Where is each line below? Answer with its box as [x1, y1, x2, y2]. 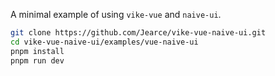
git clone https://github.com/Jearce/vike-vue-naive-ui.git [10, 28, 267, 38]
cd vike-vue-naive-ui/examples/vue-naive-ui [10, 37, 199, 47]
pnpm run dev [10, 55, 65, 66]
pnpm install [10, 46, 65, 56]
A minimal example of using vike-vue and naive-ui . [10, 9, 222, 20]
